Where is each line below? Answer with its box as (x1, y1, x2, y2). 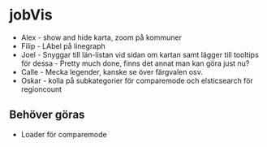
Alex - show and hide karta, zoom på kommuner (20, 32, 182, 42)
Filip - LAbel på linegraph (20, 41, 106, 50)
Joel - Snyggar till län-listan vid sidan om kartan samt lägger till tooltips (20, 50, 259, 59)
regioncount (20, 84, 62, 94)
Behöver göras (9, 108, 85, 122)
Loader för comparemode (20, 129, 108, 139)
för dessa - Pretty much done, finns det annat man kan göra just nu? (20, 58, 250, 68)
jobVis (9, 6, 53, 24)
